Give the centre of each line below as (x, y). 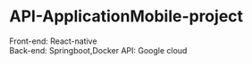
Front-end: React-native (53, 41)
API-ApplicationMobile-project (126, 16)
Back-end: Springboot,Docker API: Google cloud (98, 50)
